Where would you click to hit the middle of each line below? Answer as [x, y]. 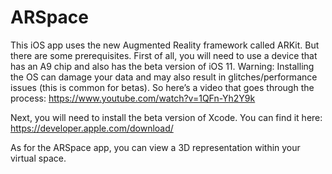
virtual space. [38, 158]
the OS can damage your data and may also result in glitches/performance [164, 77]
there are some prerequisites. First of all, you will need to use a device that [164, 55]
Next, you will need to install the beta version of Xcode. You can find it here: [166, 117]
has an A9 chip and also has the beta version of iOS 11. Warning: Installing [162, 66]
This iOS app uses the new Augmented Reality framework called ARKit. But [165, 45]
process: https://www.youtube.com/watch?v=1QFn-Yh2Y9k [133, 98]
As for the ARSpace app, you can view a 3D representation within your [155, 147]
